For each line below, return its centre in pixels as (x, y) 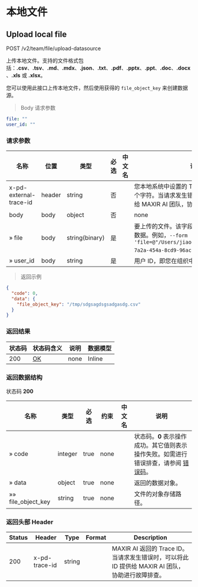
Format (96, 537)
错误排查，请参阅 (158, 463)
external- (22, 195)
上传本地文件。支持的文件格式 (42, 60)
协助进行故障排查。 (138, 575)
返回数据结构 (24, 377)
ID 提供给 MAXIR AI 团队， (148, 566)
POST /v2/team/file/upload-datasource (54, 48)
